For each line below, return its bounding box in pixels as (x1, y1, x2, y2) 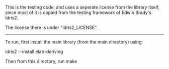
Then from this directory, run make (5, 58, 77, 64)
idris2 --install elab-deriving (5, 48, 63, 54)
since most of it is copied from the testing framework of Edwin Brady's (5, 9, 152, 15)
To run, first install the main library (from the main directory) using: (5, 39, 143, 44)
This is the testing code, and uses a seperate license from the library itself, (5, 4, 160, 10)
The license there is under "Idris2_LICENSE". (5, 24, 98, 30)
